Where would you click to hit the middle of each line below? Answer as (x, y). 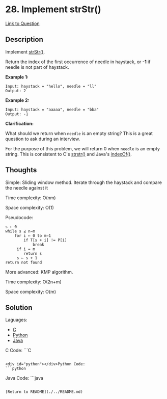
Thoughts (21, 170)
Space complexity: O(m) (31, 291)
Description (24, 39)
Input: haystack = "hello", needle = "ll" (51, 86)
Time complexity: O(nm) (31, 198)
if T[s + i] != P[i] (45, 240)
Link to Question (22, 23)
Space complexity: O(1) (30, 207)
